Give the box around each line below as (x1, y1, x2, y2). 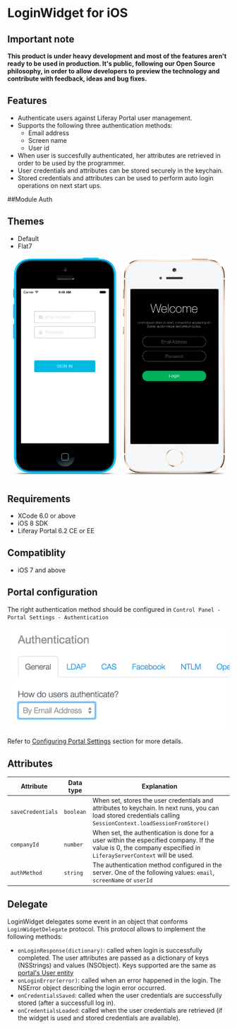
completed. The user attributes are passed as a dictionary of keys (17, 953, 209, 962)
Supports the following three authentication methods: (17, 121, 173, 129)
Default (17, 234, 39, 243)
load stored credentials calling (92, 811, 180, 820)
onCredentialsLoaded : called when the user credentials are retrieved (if (17, 1006, 223, 1014)
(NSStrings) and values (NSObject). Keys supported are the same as (17, 960, 217, 970)
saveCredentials (10, 808, 59, 816)
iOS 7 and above (17, 566, 66, 574)
